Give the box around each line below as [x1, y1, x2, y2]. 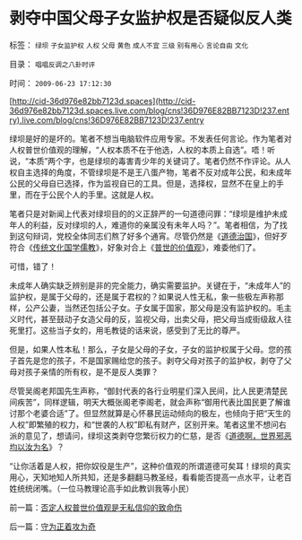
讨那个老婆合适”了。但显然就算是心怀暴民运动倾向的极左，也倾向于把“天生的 [9, 407, 291, 418]
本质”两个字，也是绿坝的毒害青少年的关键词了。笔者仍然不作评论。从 [28, 155, 284, 166]
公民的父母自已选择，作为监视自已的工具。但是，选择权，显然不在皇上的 [9, 178, 276, 188]
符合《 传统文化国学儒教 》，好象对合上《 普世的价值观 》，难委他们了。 [9, 241, 261, 252]
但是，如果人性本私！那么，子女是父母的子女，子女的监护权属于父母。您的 [9, 344, 284, 354]
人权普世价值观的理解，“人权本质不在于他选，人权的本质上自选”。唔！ [9, 144, 268, 155]
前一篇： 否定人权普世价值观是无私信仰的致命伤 [9, 501, 182, 512]
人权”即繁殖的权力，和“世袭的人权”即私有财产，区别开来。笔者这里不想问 [9, 419, 280, 430]
